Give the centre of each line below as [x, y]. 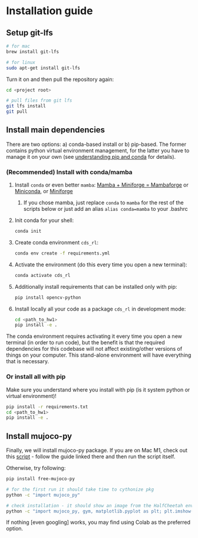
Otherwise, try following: [36, 468]
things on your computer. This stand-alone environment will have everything [99, 355]
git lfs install [26, 106]
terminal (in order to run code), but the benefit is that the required [85, 343]
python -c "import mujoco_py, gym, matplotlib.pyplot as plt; [84, 511]
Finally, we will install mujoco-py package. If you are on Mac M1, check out [97, 451]
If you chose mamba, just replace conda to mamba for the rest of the [103, 203]
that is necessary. [27, 361]
